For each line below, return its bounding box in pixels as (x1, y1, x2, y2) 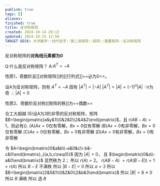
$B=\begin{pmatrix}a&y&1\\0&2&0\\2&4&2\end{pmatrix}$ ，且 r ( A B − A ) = (5, 117, 151, 123)
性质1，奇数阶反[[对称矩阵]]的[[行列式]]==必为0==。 (5, 73, 110, 79)
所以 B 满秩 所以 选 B (5, 176, 47, 182)
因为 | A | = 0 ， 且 (74, 152, 108, 157)
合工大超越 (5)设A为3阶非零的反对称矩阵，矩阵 (5, 111, 98, 117)
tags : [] (5, 12, 23, 17)
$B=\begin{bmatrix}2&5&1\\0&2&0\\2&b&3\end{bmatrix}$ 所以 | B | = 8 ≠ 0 (5, 169, 153, 175)
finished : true (5, 20, 36, 26)
